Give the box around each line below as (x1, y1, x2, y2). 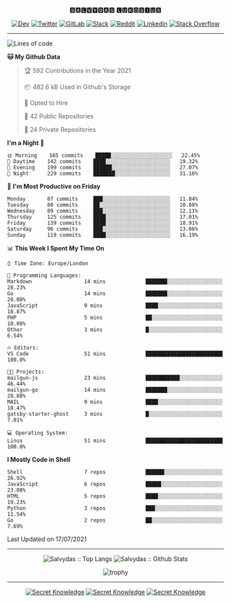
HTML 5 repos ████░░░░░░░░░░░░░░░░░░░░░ (7, 493, 223, 500)
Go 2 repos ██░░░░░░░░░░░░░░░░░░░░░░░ (7, 517, 223, 524)
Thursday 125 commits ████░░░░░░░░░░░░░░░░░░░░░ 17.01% (7, 213, 198, 220)
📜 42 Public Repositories (23, 112, 94, 120)
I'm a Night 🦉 (7, 139, 45, 147)
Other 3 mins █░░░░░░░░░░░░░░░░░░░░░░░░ (7, 326, 223, 333)
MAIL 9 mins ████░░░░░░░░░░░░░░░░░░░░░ (7, 399, 223, 405)
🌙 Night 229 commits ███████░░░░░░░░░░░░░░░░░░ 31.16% (7, 170, 198, 177)
